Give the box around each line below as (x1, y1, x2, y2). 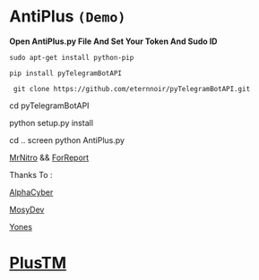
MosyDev (9, 204, 45, 215)
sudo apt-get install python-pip (9, 53, 134, 62)
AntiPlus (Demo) (9, 6, 126, 27)
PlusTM (9, 253, 67, 274)
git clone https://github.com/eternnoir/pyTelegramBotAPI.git (13, 84, 251, 93)
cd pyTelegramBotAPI (9, 100, 90, 111)
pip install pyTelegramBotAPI (9, 69, 123, 78)
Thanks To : (9, 169, 53, 180)
